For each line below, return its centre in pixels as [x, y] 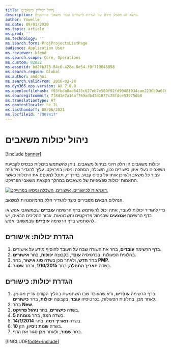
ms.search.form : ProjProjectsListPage [46, 43]
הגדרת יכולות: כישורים [39, 282]
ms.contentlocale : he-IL [32, 105]
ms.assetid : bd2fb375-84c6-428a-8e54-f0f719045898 [60, 67]
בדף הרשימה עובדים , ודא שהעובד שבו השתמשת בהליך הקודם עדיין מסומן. [84, 294]
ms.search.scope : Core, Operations [43, 57]
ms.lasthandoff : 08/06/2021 [35, 110]
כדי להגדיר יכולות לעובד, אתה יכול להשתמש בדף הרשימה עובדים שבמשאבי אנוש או [85, 210]
